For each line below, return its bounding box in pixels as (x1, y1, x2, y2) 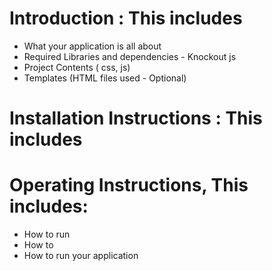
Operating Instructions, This (9, 174, 249, 197)
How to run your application (23, 250, 139, 262)
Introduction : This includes (9, 7, 243, 30)
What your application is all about (23, 40, 162, 52)
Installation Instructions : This (9, 107, 263, 130)
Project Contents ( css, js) (23, 61, 131, 73)
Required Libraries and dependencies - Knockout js (23, 50, 237, 62)
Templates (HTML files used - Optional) (23, 72, 187, 84)
